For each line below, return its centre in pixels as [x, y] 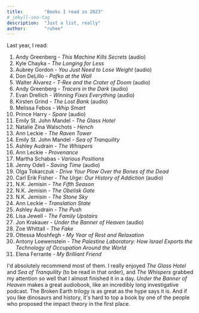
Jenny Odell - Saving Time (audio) [58, 165]
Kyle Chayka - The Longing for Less [59, 63]
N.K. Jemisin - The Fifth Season [55, 184]
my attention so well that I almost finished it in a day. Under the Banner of [97, 278]
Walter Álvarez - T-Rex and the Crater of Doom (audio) [83, 83]
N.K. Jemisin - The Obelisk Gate [55, 191]
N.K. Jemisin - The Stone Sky [52, 197]
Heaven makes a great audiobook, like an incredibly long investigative [93, 285]
